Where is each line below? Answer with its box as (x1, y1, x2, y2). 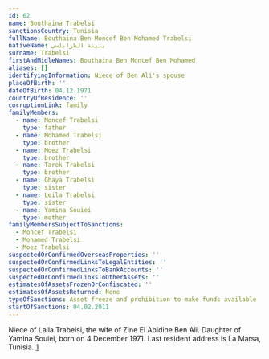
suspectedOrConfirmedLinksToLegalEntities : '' (8, 258, 167, 266)
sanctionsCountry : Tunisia (8, 27, 99, 35)
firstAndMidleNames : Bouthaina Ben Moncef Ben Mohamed (8, 57, 196, 65)
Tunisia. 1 (8, 342, 39, 352)
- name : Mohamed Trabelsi (15, 131, 103, 139)
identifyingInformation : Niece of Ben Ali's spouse (8, 71, 185, 80)
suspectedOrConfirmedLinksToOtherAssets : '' (8, 273, 160, 281)
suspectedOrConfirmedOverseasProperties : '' (8, 251, 160, 259)
